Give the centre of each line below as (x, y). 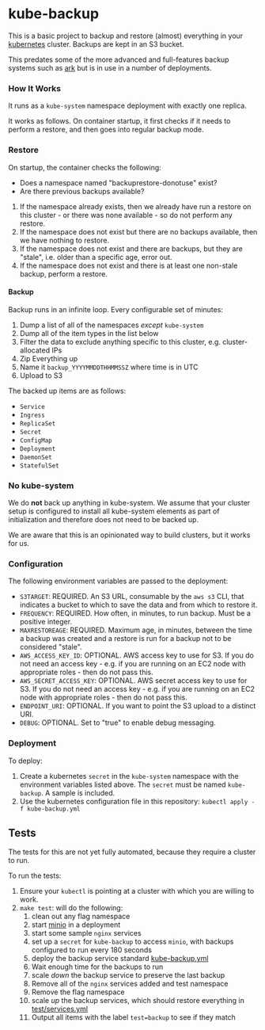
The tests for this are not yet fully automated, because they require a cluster (132, 852)
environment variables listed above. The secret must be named (123, 784)
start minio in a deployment (76, 925)
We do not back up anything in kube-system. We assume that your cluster (129, 503)
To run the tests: (35, 875)
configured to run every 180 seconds (92, 950)
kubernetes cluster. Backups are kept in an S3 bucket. (96, 44)
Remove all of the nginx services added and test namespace (130, 984)
